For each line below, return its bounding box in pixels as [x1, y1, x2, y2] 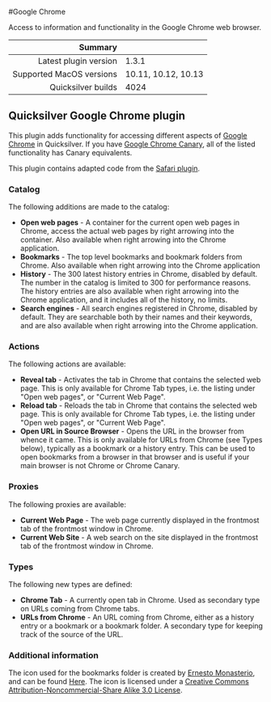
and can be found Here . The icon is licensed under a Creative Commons [8, 677, 249, 687]
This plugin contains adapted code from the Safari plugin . [8, 163, 201, 173]
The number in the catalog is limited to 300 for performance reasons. [19, 278, 252, 288]
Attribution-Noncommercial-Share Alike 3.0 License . [8, 685, 183, 695]
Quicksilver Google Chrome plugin [8, 109, 186, 123]
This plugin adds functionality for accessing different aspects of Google [8, 130, 248, 140]
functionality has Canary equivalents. [8, 147, 133, 157]
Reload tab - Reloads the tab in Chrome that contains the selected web [19, 400, 257, 411]
